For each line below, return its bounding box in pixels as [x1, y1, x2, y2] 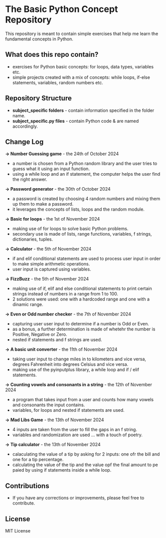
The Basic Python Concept [5, 3, 118, 15]
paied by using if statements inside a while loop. [12, 467, 112, 473]
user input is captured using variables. [12, 266, 91, 272]
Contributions [5, 482, 49, 490]
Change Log [5, 137, 44, 146]
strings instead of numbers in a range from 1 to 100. [12, 291, 119, 297]
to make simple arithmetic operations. [12, 261, 90, 267]
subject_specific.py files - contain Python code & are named [12, 118, 139, 124]
